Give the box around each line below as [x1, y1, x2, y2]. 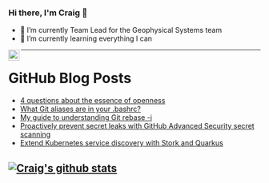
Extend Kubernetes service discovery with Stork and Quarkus [19, 138, 224, 148]
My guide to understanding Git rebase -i [19, 113, 152, 122]
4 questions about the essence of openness [19, 96, 166, 105]
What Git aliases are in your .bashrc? [19, 104, 142, 114]
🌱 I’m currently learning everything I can [19, 34, 153, 43]
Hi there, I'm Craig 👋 [8, 7, 88, 18]
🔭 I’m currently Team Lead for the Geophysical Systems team [19, 26, 223, 35]
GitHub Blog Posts [8, 70, 132, 87]
